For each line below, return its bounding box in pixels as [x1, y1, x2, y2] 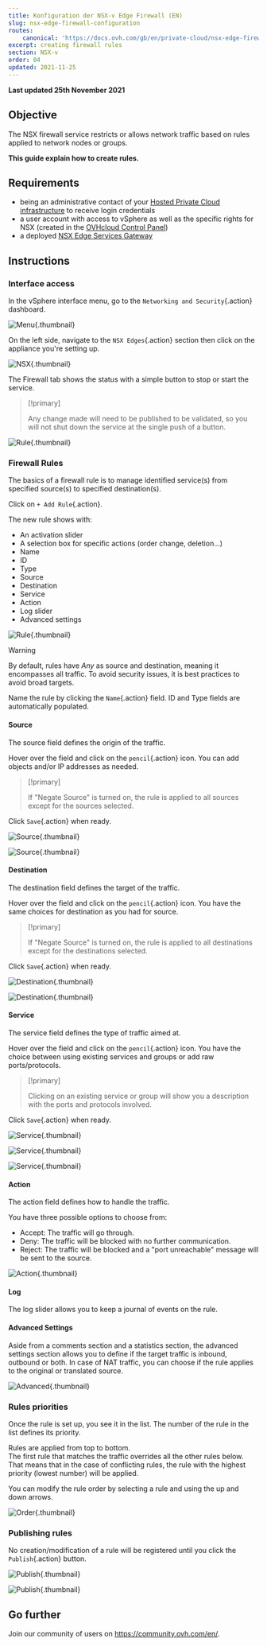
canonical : [22, 33, 59, 42]
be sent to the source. [19, 1253, 92, 1263]
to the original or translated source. [8, 1365, 123, 1376]
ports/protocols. [8, 1060, 61, 1070]
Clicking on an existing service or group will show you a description [27, 1091, 250, 1101]
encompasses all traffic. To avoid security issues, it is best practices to [8, 670, 240, 679]
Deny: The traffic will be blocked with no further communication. [19, 1236, 231, 1246]
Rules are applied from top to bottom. [8, 1442, 131, 1452]
